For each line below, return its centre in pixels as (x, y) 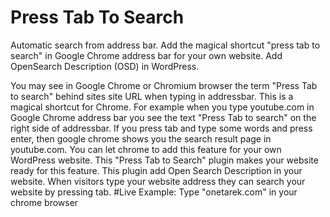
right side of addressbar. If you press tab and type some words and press (161, 128)
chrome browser (44, 202)
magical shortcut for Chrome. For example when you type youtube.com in (162, 107)
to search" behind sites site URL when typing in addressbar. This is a (152, 96)
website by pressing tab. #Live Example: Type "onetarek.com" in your (154, 192)
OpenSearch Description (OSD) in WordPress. (105, 66)
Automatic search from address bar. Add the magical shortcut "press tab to (165, 45)
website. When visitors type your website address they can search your (158, 181)
